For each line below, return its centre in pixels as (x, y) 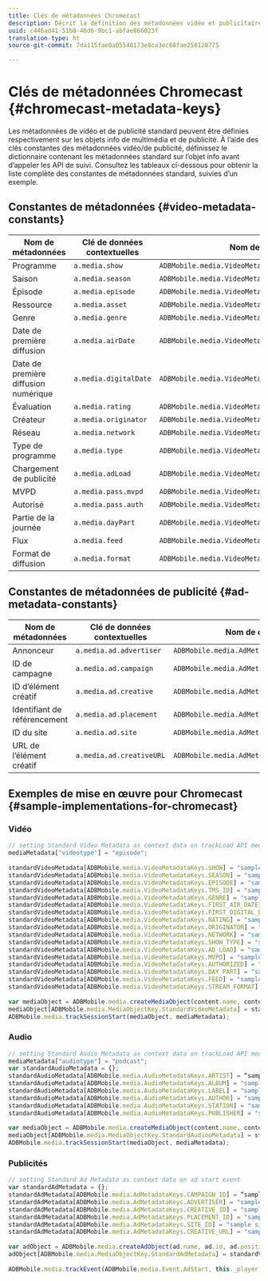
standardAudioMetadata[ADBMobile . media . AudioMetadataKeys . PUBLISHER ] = (130, 1113)
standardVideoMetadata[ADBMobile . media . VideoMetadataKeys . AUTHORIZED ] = (132, 964)
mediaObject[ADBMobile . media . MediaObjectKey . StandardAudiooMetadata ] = (130, 1135)
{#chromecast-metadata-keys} (115, 109)
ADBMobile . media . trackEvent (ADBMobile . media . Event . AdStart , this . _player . (135, 1269)
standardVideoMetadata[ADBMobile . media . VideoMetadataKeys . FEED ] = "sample (135, 980)
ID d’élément (36, 686)
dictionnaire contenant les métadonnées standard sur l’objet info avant (124, 157)
